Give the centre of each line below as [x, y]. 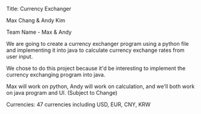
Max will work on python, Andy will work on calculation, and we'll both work [101, 86]
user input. [20, 56]
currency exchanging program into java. [56, 74]
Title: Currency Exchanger [39, 9]
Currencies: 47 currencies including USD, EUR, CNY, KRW [78, 104]
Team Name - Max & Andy [39, 32]
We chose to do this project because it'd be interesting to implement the [96, 68]
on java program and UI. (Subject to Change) [62, 93]
